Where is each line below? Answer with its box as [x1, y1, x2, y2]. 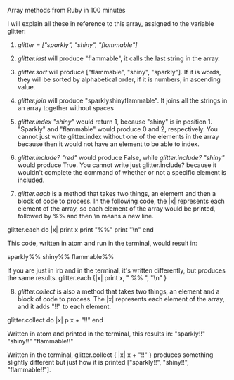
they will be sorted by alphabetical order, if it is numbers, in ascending [17, 75, 221, 84]
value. [17, 83, 36, 91]
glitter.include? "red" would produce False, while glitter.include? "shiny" [17, 154, 225, 162]
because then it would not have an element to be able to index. [17, 140, 200, 148]
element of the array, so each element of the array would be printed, [17, 204, 216, 213]
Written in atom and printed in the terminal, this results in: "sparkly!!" [7, 329, 206, 338]
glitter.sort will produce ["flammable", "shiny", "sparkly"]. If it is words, [17, 68, 221, 76]
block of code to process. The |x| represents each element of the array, [17, 295, 225, 303]
